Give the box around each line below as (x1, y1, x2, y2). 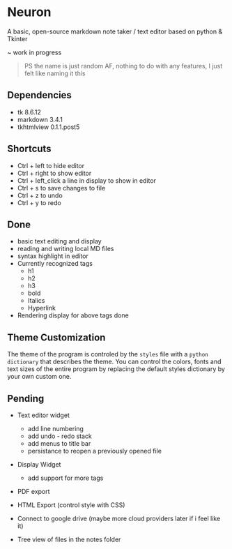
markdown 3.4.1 (17, 115, 63, 123)
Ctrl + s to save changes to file (17, 183, 106, 192)
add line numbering (27, 425, 84, 433)
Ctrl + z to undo (17, 191, 63, 200)
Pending (7, 392, 45, 405)
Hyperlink (27, 304, 56, 313)
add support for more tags (27, 474, 104, 482)
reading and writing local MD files (17, 245, 114, 253)
